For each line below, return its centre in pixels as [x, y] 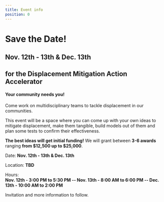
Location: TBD [20, 165]
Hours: [12, 175]
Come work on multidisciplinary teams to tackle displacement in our [74, 105]
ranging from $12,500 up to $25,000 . [44, 146]
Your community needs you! [35, 94]
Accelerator [24, 82]
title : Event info [24, 10]
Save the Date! [36, 39]
